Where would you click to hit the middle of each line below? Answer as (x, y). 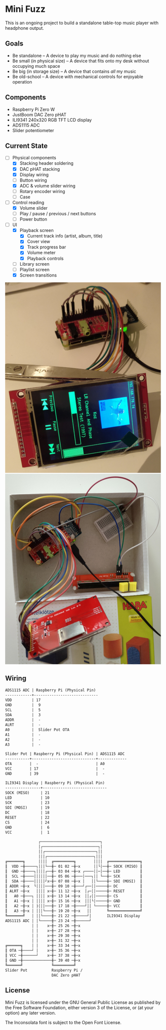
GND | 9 (23, 705)
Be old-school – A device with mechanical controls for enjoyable (78, 76)
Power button (33, 219)
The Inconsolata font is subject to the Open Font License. (63, 1022)
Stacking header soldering (46, 163)
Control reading (28, 202)
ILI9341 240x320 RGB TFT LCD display (52, 120)
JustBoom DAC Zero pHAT (39, 114)
